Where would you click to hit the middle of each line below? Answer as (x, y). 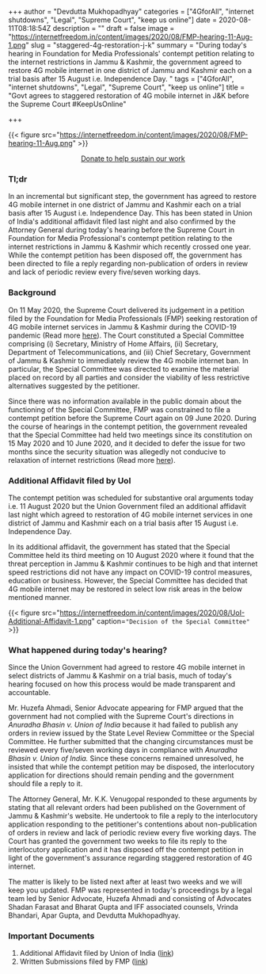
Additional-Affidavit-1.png (50, 621)
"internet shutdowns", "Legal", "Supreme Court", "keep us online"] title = (127, 87)
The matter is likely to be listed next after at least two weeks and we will (125, 882)
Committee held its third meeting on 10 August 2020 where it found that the (131, 555)
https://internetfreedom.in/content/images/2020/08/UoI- (152, 613)
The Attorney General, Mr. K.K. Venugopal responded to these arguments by (133, 799)
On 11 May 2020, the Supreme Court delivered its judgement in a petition (127, 310)
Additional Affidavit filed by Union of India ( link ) (97, 953)
